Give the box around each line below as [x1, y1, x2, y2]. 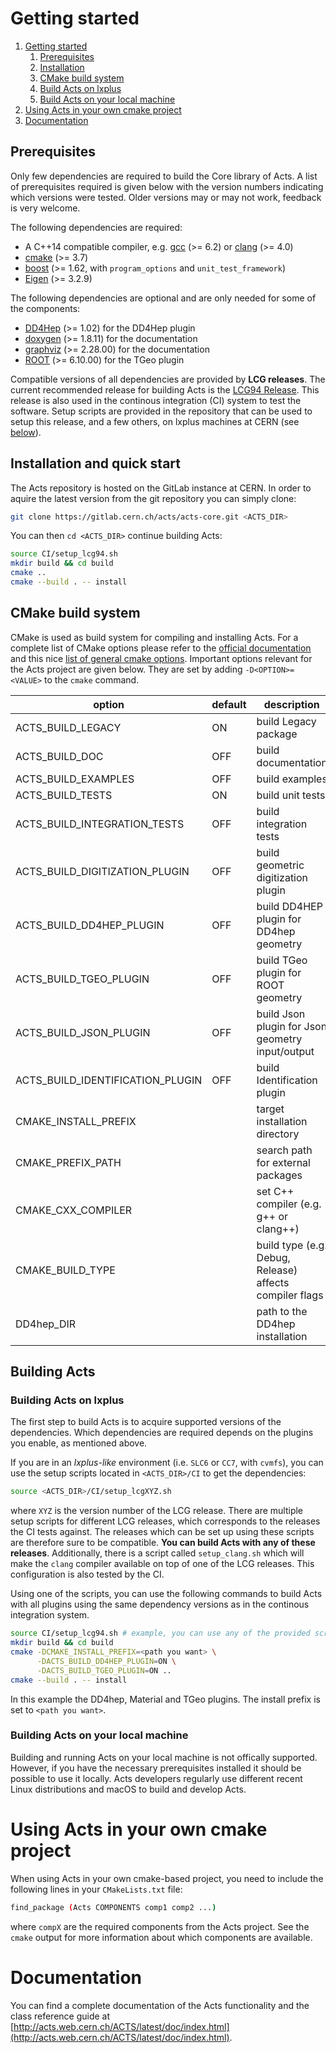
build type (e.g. [256, 1238, 328, 1252]
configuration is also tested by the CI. [10, 1568, 165, 1581]
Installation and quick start [10, 455, 181, 472]
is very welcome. [10, 202, 81, 214]
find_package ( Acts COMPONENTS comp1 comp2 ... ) [10, 1902, 217, 1912]
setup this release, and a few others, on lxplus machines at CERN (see [10, 415, 300, 427]
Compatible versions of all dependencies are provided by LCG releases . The [10, 373, 326, 385]
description [263, 697, 320, 711]
